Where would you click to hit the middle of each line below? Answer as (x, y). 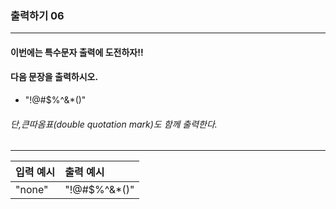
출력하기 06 (37, 15)
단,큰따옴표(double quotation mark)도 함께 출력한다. (114, 124)
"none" (32, 190)
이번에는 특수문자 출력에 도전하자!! (77, 52)
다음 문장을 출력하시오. (54, 77)
